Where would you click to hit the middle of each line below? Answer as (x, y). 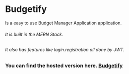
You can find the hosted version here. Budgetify (64, 66)
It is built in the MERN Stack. (34, 34)
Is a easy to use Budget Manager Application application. (64, 23)
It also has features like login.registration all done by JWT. (65, 50)
